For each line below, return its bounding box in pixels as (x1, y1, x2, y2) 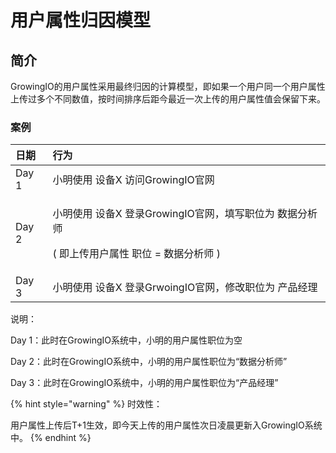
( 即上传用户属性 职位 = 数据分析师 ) (52, 247, 221, 261)
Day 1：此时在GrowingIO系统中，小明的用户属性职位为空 (10, 334, 243, 346)
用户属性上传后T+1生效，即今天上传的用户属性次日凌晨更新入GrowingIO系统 (10, 419, 323, 431)
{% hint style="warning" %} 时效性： (10, 398, 163, 410)
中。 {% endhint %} (10, 432, 92, 444)
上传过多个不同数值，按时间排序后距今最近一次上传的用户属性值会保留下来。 (10, 93, 326, 105)
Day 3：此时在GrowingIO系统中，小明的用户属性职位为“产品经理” (10, 377, 279, 389)
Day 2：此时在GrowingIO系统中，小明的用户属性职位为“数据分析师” (10, 356, 288, 368)
